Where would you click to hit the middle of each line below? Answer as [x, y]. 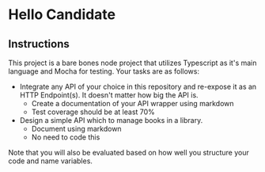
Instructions [39, 44]
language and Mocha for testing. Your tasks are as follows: [104, 71]
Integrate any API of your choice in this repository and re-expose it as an [138, 86]
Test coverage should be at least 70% [93, 112]
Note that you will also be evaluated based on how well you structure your [129, 153]
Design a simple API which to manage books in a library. [111, 120]
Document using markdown [76, 129]
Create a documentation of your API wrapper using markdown [133, 103]
